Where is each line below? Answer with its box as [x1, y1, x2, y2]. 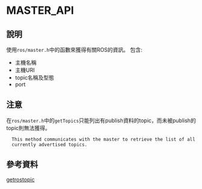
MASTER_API [6, 4, 74, 17]
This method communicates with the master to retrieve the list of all [11, 136, 196, 142]
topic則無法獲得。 [6, 124, 51, 131]
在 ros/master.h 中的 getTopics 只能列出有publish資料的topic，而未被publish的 [6, 117, 196, 124]
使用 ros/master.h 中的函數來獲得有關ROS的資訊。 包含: [6, 46, 143, 53]
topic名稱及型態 [14, 74, 54, 81]
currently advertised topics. [11, 141, 87, 147]
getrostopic [6, 176, 35, 183]
